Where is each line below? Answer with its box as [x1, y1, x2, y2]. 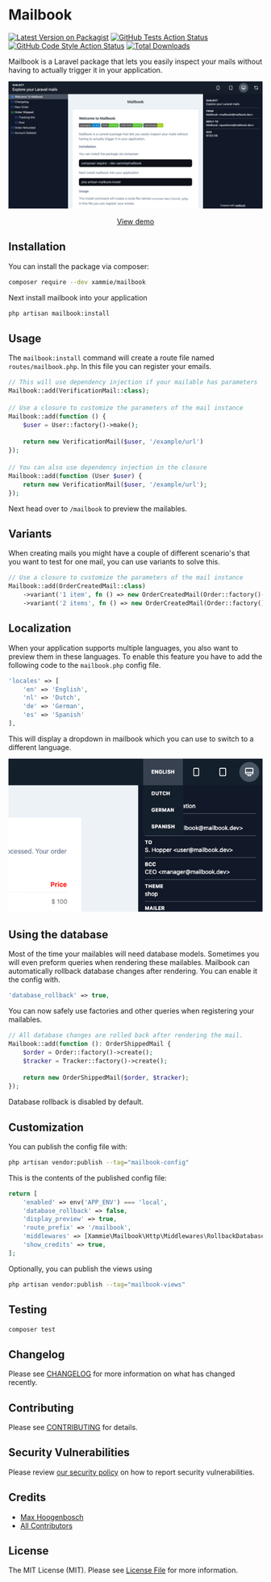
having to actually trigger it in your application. [8, 65, 163, 74]
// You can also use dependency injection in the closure [8, 464, 207, 472]
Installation [8, 240, 66, 254]
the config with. [8, 975, 60, 984]
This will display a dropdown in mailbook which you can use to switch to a [8, 733, 254, 744]
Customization [8, 1120, 85, 1134]
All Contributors [19, 1521, 73, 1530]
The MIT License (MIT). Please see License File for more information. [8, 1565, 238, 1576]
